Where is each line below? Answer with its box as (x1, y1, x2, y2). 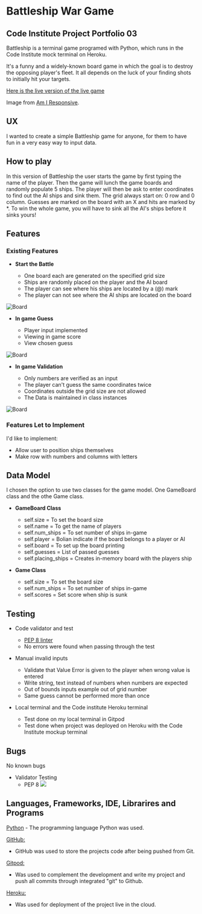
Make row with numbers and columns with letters (14, 453, 137, 460)
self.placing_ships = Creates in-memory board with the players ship (24, 555, 192, 562)
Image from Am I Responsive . (6, 99, 80, 106)
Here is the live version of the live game (6, 87, 105, 94)
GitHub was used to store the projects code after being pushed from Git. (14, 847, 195, 855)
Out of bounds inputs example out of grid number (24, 686, 148, 693)
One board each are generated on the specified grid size (24, 272, 165, 280)
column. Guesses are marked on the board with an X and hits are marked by (6, 198, 195, 205)
